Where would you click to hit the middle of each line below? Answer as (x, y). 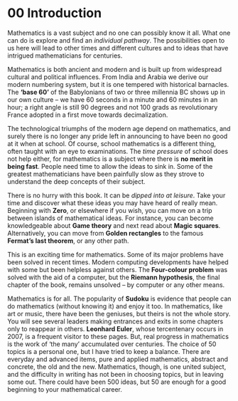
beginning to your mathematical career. (65, 389)
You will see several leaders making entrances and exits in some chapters (115, 321)
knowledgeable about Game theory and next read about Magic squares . (114, 225)
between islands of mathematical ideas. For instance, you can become (111, 218)
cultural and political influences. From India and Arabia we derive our (108, 77)
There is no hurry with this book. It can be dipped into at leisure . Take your (117, 195)
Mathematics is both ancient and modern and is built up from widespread (115, 69)
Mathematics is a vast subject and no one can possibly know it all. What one (119, 33)
